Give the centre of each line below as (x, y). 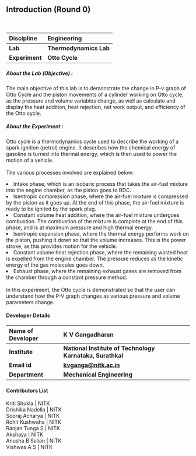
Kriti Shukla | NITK (28, 403)
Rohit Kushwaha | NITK (34, 422)
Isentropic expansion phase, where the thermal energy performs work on (101, 233)
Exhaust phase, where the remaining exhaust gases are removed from (98, 271)
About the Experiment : (35, 127)
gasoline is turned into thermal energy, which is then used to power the (91, 154)
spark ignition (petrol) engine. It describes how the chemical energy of (91, 147)
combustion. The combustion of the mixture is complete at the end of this (94, 221)
